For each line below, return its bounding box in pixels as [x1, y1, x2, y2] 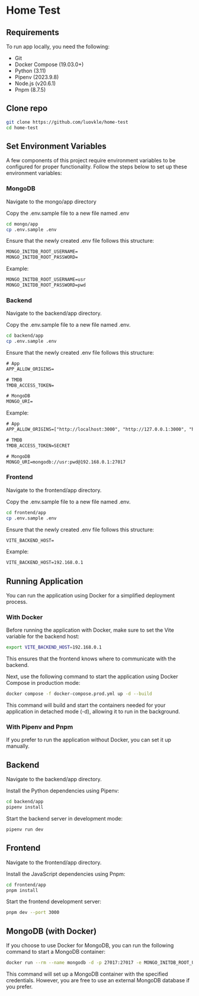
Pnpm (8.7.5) [14, 86, 46, 93]
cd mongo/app [6, 221, 38, 227]
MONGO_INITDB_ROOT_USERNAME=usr [6, 277, 86, 283]
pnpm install [6, 887, 38, 893]
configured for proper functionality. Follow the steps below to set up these [6, 163, 188, 170]
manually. [6, 743, 30, 750]
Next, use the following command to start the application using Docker [6, 673, 179, 680]
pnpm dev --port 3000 [6, 910, 60, 916]
